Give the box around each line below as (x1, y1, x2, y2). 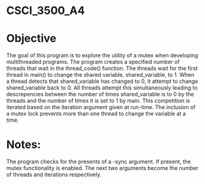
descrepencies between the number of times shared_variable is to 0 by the (6, 91, 194, 98)
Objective (6, 32, 57, 46)
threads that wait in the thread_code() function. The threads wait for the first (6, 65, 198, 72)
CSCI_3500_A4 (6, 4, 85, 18)
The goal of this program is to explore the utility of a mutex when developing (6, 52, 198, 59)
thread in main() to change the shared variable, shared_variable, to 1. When (6, 71, 195, 79)
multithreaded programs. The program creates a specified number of (6, 58, 180, 66)
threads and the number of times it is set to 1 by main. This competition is (6, 97, 190, 104)
